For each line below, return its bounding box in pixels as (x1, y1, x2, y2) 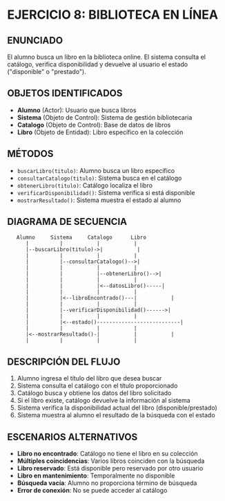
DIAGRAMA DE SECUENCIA (7, 216, 128, 228)
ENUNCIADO (7, 35, 63, 46)
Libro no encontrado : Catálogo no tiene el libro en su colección (17, 450, 198, 458)
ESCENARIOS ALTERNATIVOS (7, 431, 138, 443)
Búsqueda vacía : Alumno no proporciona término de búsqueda (17, 479, 197, 487)
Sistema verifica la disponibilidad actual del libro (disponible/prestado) (17, 403, 217, 412)
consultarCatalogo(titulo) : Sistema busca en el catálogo (17, 174, 182, 182)
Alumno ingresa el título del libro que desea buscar (17, 374, 162, 383)
